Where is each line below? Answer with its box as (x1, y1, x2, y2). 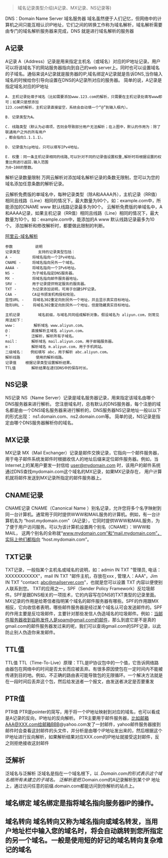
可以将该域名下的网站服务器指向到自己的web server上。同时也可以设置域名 (5, 65, 160, 71)
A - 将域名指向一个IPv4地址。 (5, 255, 78, 260)
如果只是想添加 (12, 100, 39, 105)
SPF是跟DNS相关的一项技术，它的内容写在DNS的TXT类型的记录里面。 (13, 592, 159, 598)
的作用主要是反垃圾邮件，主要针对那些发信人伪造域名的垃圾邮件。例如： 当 (5, 611, 158, 617)
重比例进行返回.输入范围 (5, 160, 48, 165)
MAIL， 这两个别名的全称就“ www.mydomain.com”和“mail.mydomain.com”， (5, 530, 162, 536)
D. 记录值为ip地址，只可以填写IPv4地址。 (5, 145, 81, 150)
